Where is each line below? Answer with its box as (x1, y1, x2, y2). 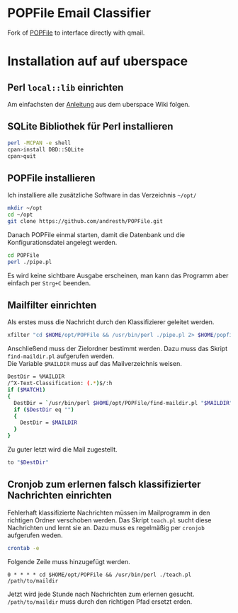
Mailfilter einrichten (7, 299, 97, 311)
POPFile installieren (7, 172, 96, 184)
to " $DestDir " (7, 459, 50, 466)
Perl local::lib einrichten (7, 81, 124, 93)
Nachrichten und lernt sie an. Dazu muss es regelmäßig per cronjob (7, 523, 205, 532)
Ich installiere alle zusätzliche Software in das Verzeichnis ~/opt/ (7, 191, 197, 200)
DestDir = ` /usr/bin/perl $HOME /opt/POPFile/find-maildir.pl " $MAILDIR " (13, 399, 233, 406)
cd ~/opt (7, 211, 33, 219)
